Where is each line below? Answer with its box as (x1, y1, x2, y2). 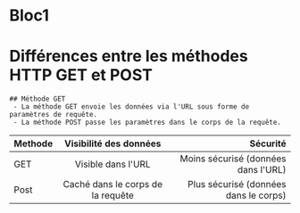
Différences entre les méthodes (9, 46, 248, 67)
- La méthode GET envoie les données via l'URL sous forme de (12, 102, 250, 111)
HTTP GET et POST (9, 65, 154, 86)
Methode (13, 137, 54, 150)
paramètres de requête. (9, 111, 98, 119)
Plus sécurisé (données (187, 178, 287, 191)
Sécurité (249, 137, 287, 150)
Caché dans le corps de (62, 178, 163, 191)
